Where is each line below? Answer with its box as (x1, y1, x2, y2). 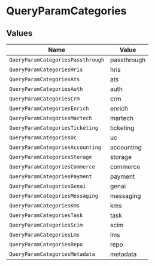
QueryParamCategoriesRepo (9, 241, 83, 247)
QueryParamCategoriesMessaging (9, 192, 99, 199)
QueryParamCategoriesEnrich (9, 105, 89, 112)
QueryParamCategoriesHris (9, 66, 83, 73)
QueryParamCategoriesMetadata (9, 251, 96, 258)
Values (6, 28, 33, 38)
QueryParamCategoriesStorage (9, 154, 92, 160)
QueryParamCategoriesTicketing (9, 124, 99, 131)
